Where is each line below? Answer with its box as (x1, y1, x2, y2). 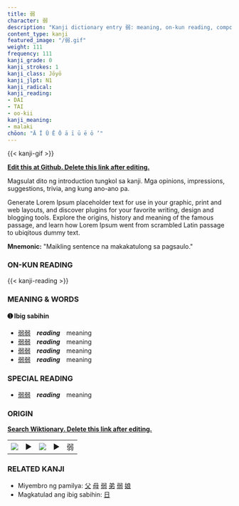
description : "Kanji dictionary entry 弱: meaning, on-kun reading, (7, 24, 213, 31)
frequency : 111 (7, 51, 53, 58)
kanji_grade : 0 (7, 57, 53, 64)
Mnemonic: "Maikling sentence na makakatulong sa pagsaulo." (7, 242, 193, 251)
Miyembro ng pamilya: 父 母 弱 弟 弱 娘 (17, 481, 132, 490)
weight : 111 (7, 43, 43, 51)
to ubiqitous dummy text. (7, 229, 80, 237)
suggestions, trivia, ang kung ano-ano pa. (7, 185, 130, 193)
